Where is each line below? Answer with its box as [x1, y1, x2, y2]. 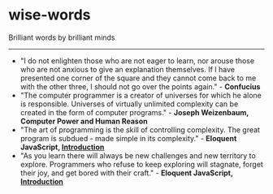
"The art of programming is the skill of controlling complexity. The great [19, 124, 260, 135]
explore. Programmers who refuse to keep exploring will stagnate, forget [19, 159, 264, 169]
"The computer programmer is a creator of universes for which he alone [19, 90, 262, 100]
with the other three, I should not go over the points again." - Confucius [19, 81, 261, 91]
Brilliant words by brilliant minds [8, 32, 115, 42]
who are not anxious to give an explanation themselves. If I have [19, 64, 236, 74]
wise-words [8, 6, 91, 24]
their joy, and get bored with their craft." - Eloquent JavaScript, [19, 168, 233, 178]
